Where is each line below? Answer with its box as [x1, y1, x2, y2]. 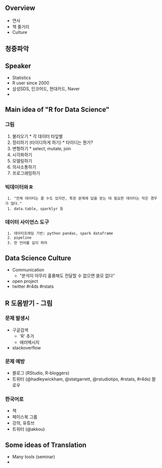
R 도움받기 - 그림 [5, 299, 53, 307]
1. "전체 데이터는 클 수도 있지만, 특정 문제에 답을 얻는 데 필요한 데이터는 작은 [7, 196, 148, 201]
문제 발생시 [5, 315, 30, 322]
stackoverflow [12, 345, 41, 351]
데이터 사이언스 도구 [5, 219, 49, 225]
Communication [12, 267, 45, 273]
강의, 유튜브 [12, 420, 35, 426]
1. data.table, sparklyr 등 [7, 206, 64, 211]
